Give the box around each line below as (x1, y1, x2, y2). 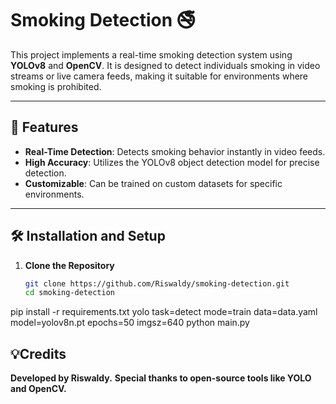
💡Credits (10, 345, 67, 362)
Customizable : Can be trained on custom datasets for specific (24, 177, 283, 189)
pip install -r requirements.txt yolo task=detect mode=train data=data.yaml (10, 306, 318, 318)
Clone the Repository (24, 259, 115, 271)
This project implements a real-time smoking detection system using (10, 48, 293, 61)
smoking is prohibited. (10, 80, 102, 92)
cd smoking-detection (24, 288, 115, 298)
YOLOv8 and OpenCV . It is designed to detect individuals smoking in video (10, 59, 321, 71)
